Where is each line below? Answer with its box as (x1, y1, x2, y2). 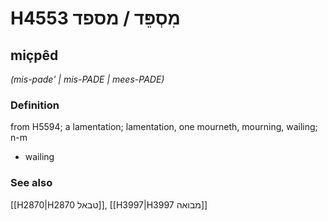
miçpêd (10, 47, 59, 64)
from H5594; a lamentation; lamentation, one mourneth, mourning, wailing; (10, 121, 318, 133)
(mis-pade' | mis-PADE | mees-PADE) (10, 73, 165, 85)
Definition (10, 98, 60, 112)
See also (10, 176, 53, 190)
